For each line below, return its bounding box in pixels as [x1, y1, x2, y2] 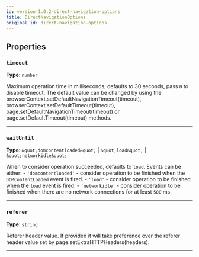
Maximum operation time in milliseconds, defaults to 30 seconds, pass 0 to [6, 83, 188, 90]
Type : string [6, 220, 38, 228]
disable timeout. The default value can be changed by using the [6, 89, 162, 97]
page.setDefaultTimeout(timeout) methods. [6, 114, 112, 121]
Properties [6, 41, 46, 52]
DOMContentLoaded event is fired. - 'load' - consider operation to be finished [6, 176, 191, 183]
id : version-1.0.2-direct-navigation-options [6, 8, 120, 15]
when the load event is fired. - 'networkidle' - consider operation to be [6, 182, 181, 189]
